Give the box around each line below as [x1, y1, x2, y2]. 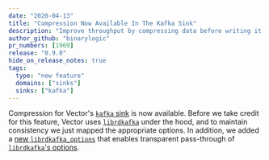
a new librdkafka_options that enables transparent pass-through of [8, 134, 235, 144]
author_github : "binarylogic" [8, 34, 111, 43]
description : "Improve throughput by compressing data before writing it [8, 27, 263, 35]
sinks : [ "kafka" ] [15, 86, 74, 95]
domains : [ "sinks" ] [15, 79, 82, 87]
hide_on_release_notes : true [8, 57, 107, 65]
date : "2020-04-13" [8, 11, 74, 20]
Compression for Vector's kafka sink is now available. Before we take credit [8, 109, 260, 118]
